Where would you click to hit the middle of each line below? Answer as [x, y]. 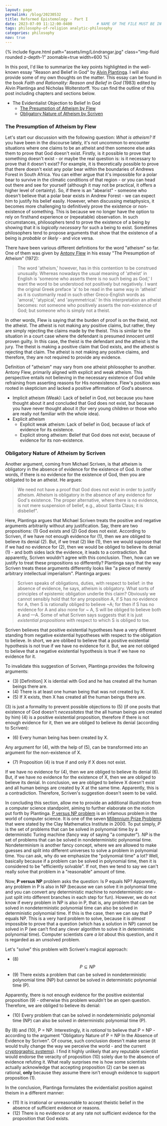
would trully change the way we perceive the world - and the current [76, 1046]
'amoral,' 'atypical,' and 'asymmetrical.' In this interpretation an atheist [89, 300]
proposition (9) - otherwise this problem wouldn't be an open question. [78, 1000]
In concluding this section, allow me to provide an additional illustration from [83, 803]
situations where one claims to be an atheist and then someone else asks [80, 148]
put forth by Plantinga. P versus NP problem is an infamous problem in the [81, 814]
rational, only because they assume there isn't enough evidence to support [83, 1073]
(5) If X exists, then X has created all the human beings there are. [79, 697]
